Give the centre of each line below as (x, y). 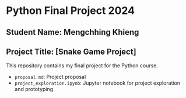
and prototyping (34, 89)
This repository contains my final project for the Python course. (82, 66)
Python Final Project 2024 (71, 11)
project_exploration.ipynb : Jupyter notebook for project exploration (97, 83)
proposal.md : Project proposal (50, 77)
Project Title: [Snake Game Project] (71, 51)
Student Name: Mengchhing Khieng (73, 32)
